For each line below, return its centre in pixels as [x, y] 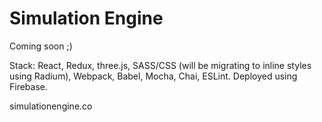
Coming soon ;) [41, 46]
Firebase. [29, 86]
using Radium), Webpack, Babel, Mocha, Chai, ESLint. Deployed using [153, 76]
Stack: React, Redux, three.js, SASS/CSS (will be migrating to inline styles [160, 65]
